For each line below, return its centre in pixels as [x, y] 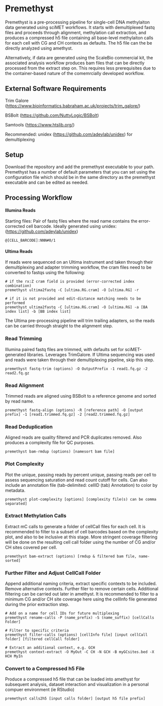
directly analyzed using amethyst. [39, 48]
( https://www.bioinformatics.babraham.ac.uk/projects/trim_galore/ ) [73, 105]
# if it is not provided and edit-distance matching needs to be [73, 299]
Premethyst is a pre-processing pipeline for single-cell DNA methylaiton [78, 22]
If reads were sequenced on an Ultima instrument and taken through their [79, 262]
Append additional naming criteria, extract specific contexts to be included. [81, 583]
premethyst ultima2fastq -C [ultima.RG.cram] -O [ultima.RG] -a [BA [76, 307]
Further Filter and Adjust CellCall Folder [53, 573]
